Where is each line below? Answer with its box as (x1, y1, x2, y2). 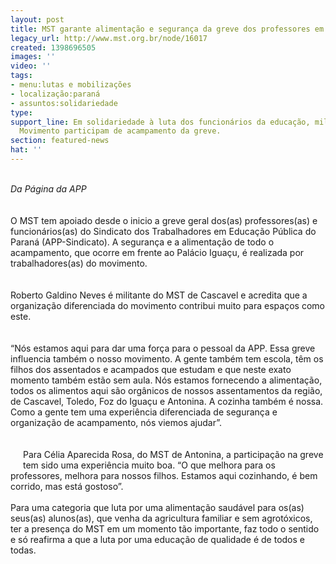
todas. (10, 544, 37, 556)
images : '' (10, 52, 56, 62)
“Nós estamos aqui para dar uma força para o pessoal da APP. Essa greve (10, 342, 316, 354)
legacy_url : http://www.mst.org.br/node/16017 (10, 33, 208, 43)
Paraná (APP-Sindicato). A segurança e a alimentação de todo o (10, 236, 275, 248)
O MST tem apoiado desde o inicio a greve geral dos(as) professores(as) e (10, 214, 318, 226)
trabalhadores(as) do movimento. (10, 257, 148, 269)
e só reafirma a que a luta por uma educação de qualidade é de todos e (10, 533, 305, 545)
